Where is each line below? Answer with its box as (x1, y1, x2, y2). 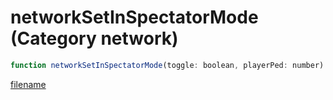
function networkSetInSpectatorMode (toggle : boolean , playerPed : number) (10, 60, 325, 70)
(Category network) (10, 27, 179, 50)
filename (10, 78, 47, 90)
